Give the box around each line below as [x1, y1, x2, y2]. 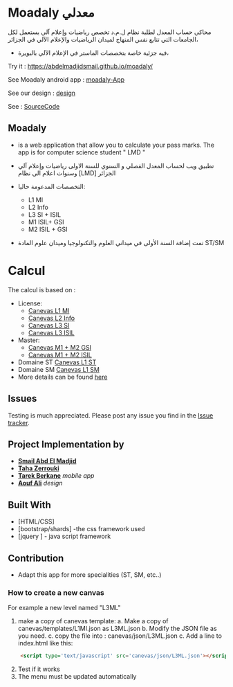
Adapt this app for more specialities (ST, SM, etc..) [17, 570, 162, 579]
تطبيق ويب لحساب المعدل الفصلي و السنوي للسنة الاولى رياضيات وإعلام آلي [17, 161, 214, 170]
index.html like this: [17, 639, 73, 648]
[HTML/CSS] [17, 517, 55, 526]
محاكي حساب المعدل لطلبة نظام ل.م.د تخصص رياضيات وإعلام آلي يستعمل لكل [8, 28, 212, 36]
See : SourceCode [8, 102, 60, 110]
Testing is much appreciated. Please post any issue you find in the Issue [8, 411, 214, 420]
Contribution [8, 552, 64, 564]
